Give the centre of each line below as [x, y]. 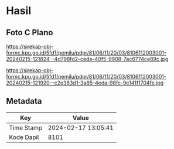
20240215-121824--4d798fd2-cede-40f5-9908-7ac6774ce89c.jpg [87, 59]
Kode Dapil [24, 137]
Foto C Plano [30, 33]
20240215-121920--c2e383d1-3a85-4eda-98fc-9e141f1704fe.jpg [85, 83]
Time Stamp [26, 127]
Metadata [24, 101]
